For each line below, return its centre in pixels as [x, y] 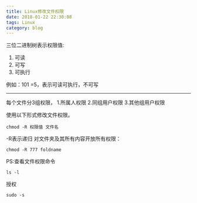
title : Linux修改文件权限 [35, 11]
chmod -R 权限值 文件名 [32, 127]
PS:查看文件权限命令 [31, 161]
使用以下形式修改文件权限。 [40, 115]
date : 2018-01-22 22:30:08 [39, 17]
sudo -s [16, 195]
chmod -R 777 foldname [34, 150]
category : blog [25, 28]
